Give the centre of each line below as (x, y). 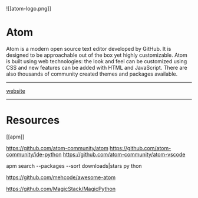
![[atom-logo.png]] (29, 9)
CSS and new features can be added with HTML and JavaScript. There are (97, 67)
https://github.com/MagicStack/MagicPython (61, 189)
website (16, 90)
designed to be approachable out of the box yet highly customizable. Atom (97, 55)
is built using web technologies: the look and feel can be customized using (97, 61)
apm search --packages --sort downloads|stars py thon (74, 165)
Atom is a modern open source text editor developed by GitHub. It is (89, 48)
